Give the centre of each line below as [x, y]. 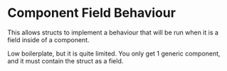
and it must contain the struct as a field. [65, 60]
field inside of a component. [49, 39]
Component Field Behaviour [92, 13]
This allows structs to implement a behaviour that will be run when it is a [113, 32]
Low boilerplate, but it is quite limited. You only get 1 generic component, [114, 53]
